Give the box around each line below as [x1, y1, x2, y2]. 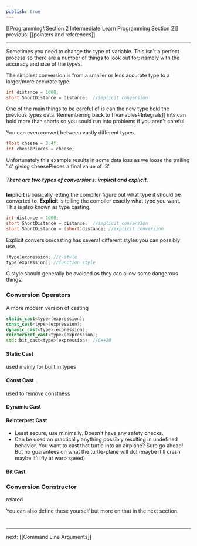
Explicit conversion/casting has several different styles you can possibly [6, 236, 181, 244]
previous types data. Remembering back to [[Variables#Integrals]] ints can [6, 112, 186, 119]
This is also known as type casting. [6, 204, 91, 211]
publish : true [6, 8, 41, 15]
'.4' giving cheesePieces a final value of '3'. [6, 163, 111, 170]
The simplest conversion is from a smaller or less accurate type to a [6, 72, 170, 79]
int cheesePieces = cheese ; [6, 146, 75, 152]
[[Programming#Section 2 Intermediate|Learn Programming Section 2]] [6, 25, 178, 32]
